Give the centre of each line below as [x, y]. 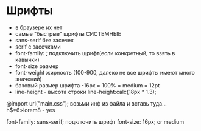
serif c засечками [38, 47]
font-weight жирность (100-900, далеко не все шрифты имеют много [105, 72]
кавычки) [27, 59]
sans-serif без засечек [44, 40]
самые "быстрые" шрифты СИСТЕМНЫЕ [68, 33]
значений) [28, 79]
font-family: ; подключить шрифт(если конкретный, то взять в [95, 53]
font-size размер [37, 66]
